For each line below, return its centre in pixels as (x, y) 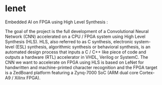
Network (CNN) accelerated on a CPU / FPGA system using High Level (75, 36)
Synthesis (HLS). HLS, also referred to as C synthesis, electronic (69, 41)
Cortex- (147, 72)
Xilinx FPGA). (27, 78)
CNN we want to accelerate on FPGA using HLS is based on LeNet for (74, 62)
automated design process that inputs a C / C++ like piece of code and (76, 52)
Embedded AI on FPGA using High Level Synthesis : (56, 22)
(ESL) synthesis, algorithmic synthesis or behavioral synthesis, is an (83, 47)
